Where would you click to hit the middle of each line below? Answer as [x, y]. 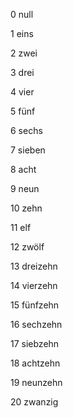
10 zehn [26, 208]
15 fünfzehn [35, 305]
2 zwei [24, 53]
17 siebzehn [35, 343]
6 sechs [26, 130]
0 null [22, 14]
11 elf [21, 227]
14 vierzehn [34, 285]
